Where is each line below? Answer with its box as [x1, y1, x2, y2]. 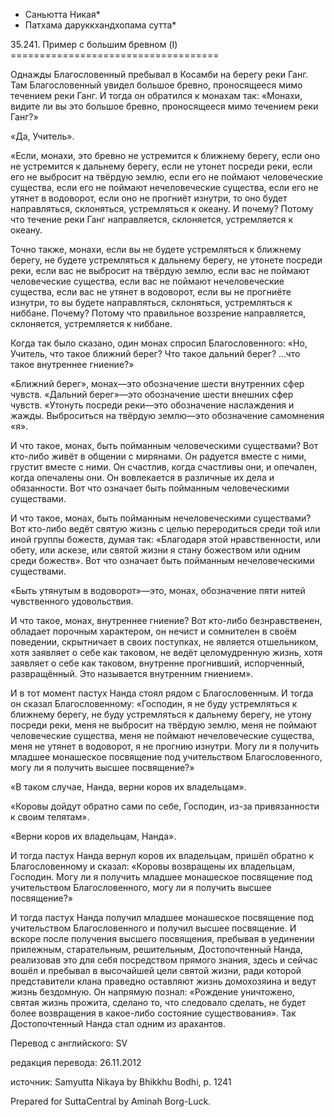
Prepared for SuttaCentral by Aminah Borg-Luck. [10, 1095, 212, 1107]
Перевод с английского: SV [10, 1037, 128, 1049]
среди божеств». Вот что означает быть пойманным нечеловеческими [10, 555, 315, 566]
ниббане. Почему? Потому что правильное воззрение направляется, [10, 307, 307, 319]
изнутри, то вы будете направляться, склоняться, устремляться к [10, 297, 293, 308]
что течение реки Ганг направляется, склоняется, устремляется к [10, 214, 294, 225]
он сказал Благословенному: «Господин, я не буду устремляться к [10, 698, 298, 709]
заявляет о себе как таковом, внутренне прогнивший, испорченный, [10, 657, 305, 669]
